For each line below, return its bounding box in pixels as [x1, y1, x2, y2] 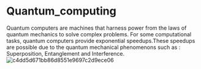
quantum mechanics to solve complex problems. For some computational [6, 30, 192, 38]
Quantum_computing [6, 4, 116, 18]
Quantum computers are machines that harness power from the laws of [6, 24, 187, 31]
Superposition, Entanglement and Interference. [6, 50, 125, 57]
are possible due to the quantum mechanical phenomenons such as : [6, 44, 181, 51]
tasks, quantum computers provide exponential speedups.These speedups [6, 37, 195, 44]
